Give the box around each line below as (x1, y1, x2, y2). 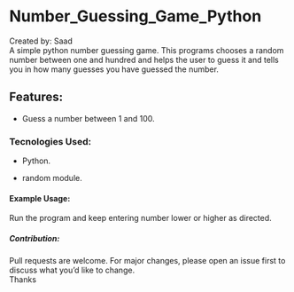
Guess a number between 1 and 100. (21, 113, 155, 123)
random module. (21, 173, 82, 184)
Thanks (9, 274, 37, 285)
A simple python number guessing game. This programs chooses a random (9, 44, 284, 55)
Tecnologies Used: (9, 135, 91, 147)
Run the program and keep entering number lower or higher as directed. (9, 213, 272, 224)
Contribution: (9, 233, 60, 243)
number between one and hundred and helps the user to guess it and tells (9, 54, 279, 65)
